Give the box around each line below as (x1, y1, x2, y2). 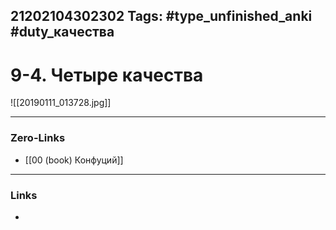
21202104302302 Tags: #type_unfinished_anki (10, 8, 313, 25)
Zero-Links (10, 131, 66, 145)
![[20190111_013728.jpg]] (10, 97, 112, 109)
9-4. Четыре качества (10, 64, 204, 86)
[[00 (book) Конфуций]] (24, 154, 124, 166)
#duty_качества (10, 24, 115, 41)
